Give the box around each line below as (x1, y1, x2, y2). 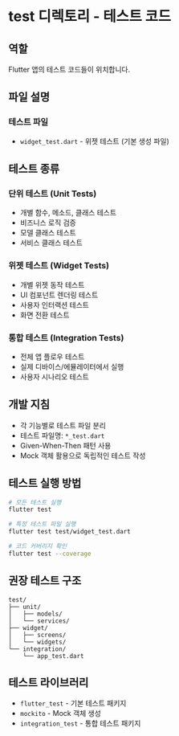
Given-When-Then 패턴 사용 (19, 440, 112, 450)
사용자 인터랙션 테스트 (19, 300, 90, 309)
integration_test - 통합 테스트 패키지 (19, 718, 141, 728)
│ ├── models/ (8, 610, 63, 618)
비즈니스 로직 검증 (19, 218, 76, 227)
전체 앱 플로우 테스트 (19, 351, 85, 362)
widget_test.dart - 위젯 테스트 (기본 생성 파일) (19, 136, 170, 145)
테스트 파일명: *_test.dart (19, 431, 105, 440)
